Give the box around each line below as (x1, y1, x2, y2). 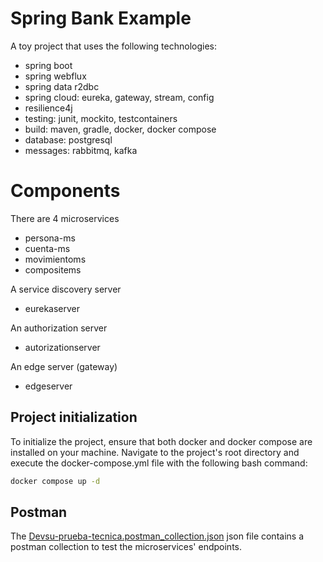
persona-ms (24, 232, 76, 244)
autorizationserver (24, 341, 101, 353)
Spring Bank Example (10, 7, 192, 30)
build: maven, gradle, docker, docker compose (24, 123, 217, 135)
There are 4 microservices (10, 212, 120, 224)
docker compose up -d (10, 476, 101, 486)
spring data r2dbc (24, 80, 100, 92)
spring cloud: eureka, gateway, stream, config (24, 91, 215, 103)
